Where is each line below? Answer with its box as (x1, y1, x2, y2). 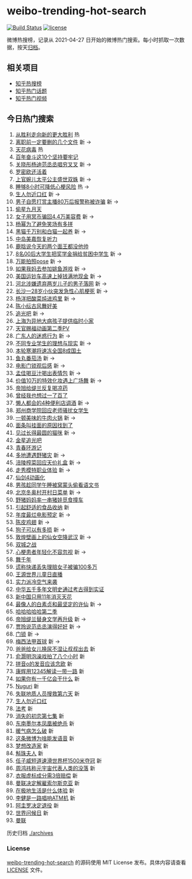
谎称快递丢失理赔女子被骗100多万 (15, 563, 97, 570)
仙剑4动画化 (15, 473, 45, 481)
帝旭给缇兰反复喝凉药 (15, 384, 68, 391)
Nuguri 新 (15, 682, 39, 689)
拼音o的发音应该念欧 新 (15, 660, 73, 667)
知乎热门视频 (15, 94, 47, 102)
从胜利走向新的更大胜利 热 (15, 131, 80, 138)
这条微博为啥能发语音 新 (15, 735, 75, 742)
